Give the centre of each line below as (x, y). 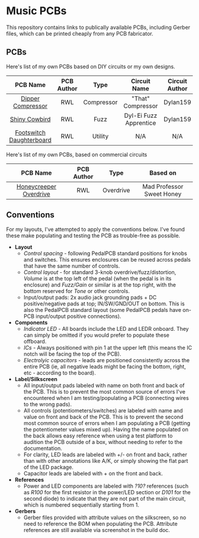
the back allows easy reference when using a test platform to (98, 436)
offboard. (35, 341)
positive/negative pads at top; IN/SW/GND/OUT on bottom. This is (104, 304)
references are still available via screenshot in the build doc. (97, 530)
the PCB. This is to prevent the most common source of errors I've (104, 391)
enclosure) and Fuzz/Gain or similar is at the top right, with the (100, 285)
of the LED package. (49, 467)
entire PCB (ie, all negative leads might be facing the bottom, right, (105, 366)
